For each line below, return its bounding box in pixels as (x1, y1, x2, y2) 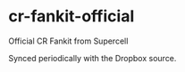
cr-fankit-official (8, 6, 135, 27)
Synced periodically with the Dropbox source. (8, 52, 177, 63)
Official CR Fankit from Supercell (8, 36, 129, 46)
